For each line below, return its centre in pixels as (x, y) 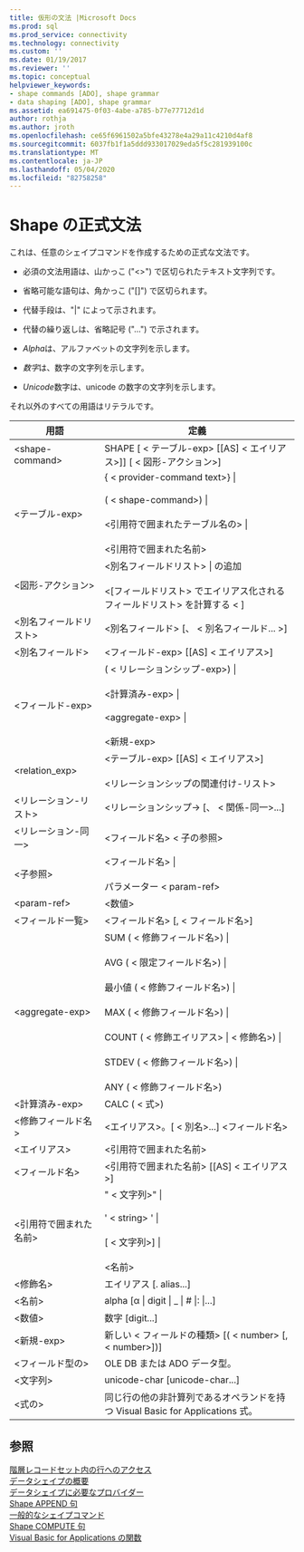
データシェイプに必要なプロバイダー (77, 1492)
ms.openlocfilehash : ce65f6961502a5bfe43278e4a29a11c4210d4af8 (131, 136)
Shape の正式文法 (76, 225)
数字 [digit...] (131, 1318)
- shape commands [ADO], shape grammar (85, 93)
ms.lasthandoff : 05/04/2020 (62, 169)
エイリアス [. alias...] (147, 1285)
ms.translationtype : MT (54, 152)
